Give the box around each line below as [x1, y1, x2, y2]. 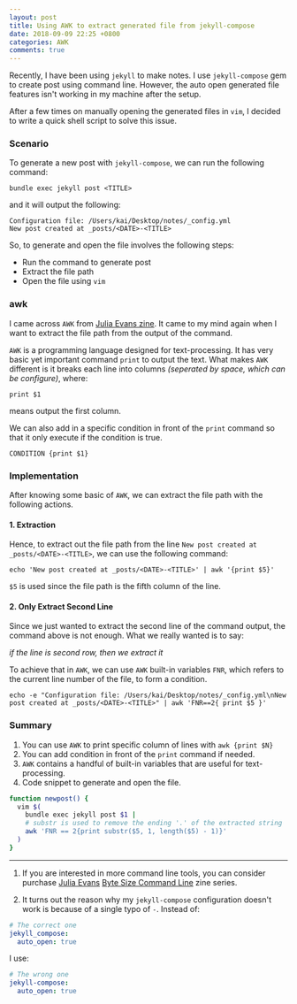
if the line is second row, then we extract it [9, 648, 164, 658]
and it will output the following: [9, 200, 121, 211]
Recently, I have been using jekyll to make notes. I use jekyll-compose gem [9, 70, 287, 80]
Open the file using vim [21, 276, 106, 287]
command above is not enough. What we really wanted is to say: [9, 630, 245, 641]
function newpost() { [9, 793, 89, 803]
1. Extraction [9, 519, 56, 530]
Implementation [9, 470, 80, 482]
